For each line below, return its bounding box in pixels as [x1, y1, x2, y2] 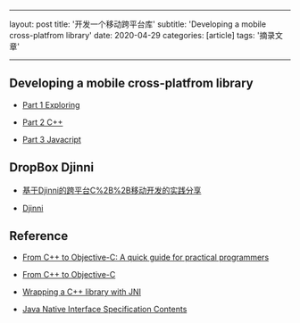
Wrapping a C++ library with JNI [21, 286, 141, 297]
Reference [9, 228, 69, 244]
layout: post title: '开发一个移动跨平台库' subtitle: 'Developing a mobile [9, 19, 266, 29]
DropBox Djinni [9, 160, 95, 175]
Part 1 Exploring [21, 99, 80, 110]
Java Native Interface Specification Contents [21, 304, 187, 315]
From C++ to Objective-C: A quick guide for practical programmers [21, 252, 270, 263]
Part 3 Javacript [21, 134, 82, 145]
